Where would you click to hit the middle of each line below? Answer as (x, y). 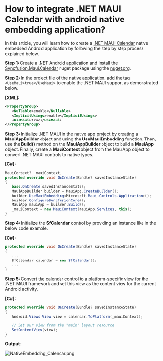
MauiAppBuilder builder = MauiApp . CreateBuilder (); (65, 191)
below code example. (27, 228)
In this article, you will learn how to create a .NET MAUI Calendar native (77, 43)
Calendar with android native (65, 19)
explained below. (22, 53)
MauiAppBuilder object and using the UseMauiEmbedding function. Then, (81, 139)
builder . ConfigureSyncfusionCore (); (49, 200)
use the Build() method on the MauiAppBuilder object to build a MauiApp (80, 144)
